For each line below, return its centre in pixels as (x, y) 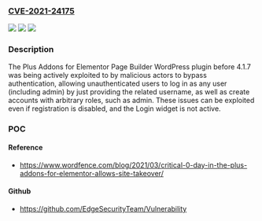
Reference (26, 148)
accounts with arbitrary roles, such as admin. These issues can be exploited (131, 100)
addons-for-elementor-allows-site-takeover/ (91, 173)
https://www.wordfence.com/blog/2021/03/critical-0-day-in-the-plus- (133, 165)
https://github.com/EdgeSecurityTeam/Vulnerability (103, 208)
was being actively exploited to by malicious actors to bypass (107, 75)
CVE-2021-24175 (41, 11)
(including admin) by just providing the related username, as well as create (129, 91)
